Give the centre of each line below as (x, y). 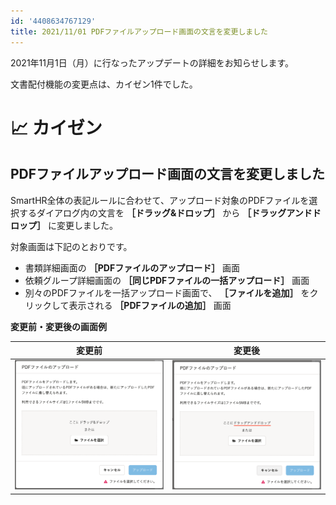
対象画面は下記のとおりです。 (71, 246)
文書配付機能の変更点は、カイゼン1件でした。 (104, 84)
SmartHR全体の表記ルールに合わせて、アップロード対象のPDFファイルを (160, 200)
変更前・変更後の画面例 (58, 326)
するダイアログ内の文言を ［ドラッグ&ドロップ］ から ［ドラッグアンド (165, 212)
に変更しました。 (82, 225)
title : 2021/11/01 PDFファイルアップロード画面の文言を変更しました (139, 31)
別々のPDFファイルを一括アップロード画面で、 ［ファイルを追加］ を (167, 292)
